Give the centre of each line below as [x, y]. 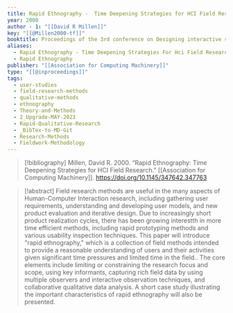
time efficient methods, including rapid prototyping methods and [116, 228]
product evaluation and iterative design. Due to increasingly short [118, 214]
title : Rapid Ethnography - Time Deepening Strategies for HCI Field [111, 14]
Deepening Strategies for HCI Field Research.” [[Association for [115, 170]
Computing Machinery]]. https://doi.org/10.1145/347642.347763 [115, 177]
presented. [40, 302]
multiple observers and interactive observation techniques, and [114, 280]
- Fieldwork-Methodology [49, 143]
